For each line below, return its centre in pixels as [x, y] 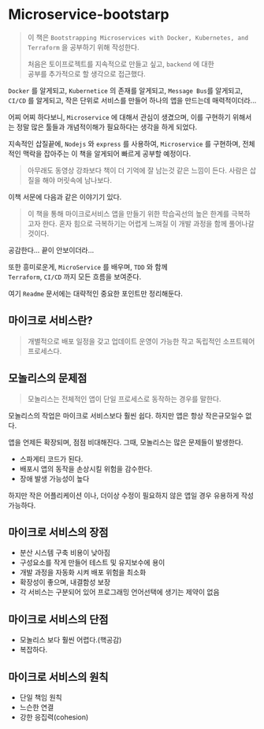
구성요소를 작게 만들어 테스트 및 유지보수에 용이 [92, 563]
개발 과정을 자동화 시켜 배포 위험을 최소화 [83, 572]
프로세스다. [45, 351]
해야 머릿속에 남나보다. [77, 180]
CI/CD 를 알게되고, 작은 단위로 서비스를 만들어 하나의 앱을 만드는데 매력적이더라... [132, 100]
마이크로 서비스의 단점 [58, 619]
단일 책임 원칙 [41, 697]
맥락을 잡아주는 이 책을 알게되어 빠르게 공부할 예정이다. [107, 153]
